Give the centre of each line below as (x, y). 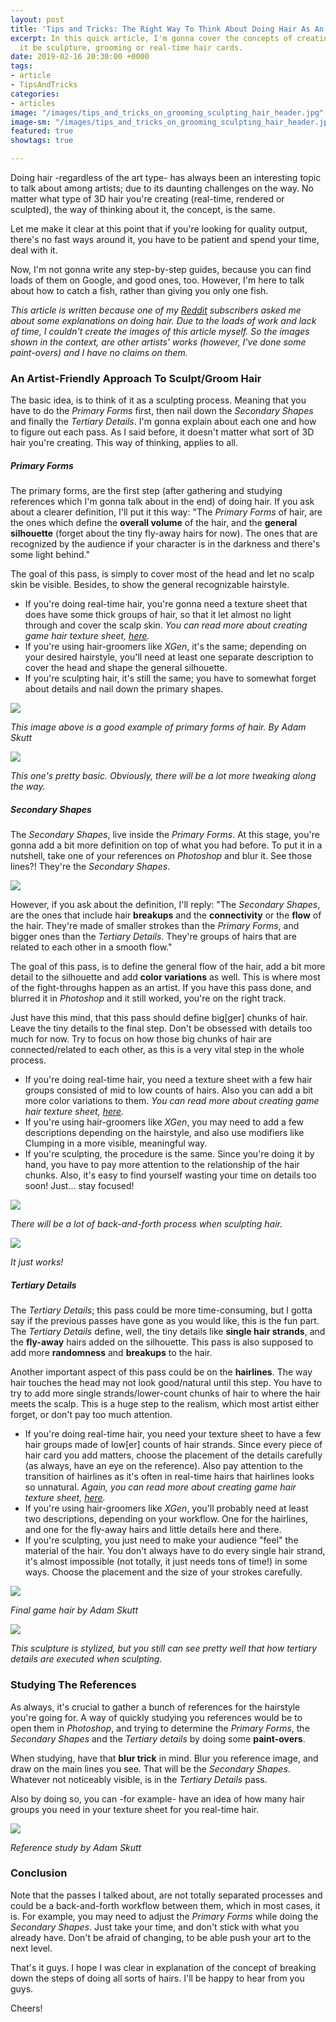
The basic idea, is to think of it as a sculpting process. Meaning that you (158, 400)
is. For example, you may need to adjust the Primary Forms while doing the (164, 1916)
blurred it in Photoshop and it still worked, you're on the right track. (148, 998)
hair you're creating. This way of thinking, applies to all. (124, 443)
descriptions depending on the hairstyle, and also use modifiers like (164, 1133)
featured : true (42, 131)
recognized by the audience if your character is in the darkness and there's (165, 544)
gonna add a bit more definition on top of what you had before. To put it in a (166, 845)
